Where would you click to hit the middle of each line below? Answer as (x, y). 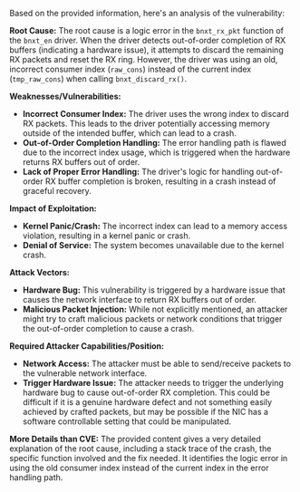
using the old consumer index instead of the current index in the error (139, 468)
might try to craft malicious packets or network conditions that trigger (152, 319)
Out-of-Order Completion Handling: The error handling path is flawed (155, 143)
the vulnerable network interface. (85, 373)
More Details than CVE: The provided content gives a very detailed (135, 439)
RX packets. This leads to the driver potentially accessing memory (146, 123)
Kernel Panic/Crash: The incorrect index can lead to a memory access (155, 226)
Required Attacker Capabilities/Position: (87, 346)
